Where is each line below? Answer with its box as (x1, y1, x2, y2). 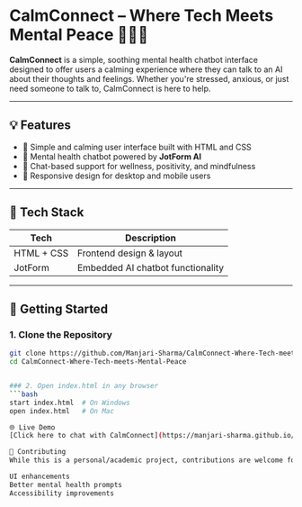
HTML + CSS (13, 247, 69, 259)
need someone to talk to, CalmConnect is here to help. (9, 83, 211, 94)
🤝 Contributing (9, 448, 67, 457)
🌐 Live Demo (9, 422, 56, 432)
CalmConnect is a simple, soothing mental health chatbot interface (9, 54, 259, 65)
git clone (9, 349, 47, 358)
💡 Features (9, 118, 72, 133)
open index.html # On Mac (9, 406, 115, 415)
